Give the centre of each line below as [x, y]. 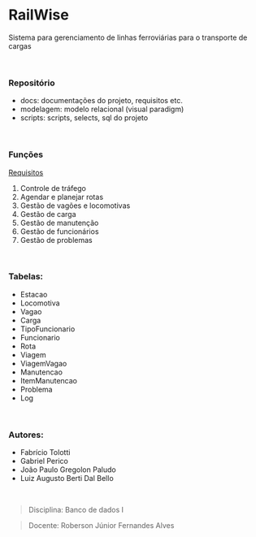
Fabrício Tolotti [45, 453]
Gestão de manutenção [59, 223]
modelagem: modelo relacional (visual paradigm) [102, 109]
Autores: [26, 435]
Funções [26, 154]
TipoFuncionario [48, 329]
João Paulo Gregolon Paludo [68, 470]
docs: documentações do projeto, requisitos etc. [101, 101]
